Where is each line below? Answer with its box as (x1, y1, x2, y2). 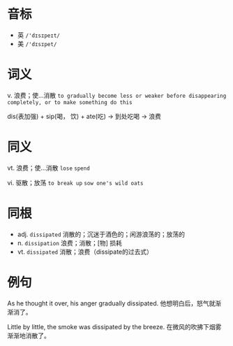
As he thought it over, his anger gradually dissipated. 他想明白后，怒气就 (7, 298, 216, 308)
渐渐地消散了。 (7, 331, 50, 340)
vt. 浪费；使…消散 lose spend (7, 164, 91, 172)
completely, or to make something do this (7, 99, 133, 106)
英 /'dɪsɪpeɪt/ (17, 31, 61, 39)
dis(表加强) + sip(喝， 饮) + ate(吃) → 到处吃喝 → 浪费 (7, 112, 162, 120)
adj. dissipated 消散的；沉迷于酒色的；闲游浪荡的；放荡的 (17, 230, 186, 238)
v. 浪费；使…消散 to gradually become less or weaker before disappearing (7, 91, 227, 99)
